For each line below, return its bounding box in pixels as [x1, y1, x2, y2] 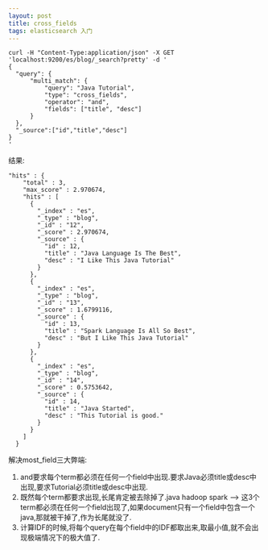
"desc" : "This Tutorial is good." [43, 412, 163, 420]
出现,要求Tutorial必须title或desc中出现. [19, 482, 149, 492]
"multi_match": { [29, 77, 89, 85]
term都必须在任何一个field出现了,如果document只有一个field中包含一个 [19, 502, 256, 512]
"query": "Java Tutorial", [43, 84, 135, 93]
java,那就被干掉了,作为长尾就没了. [19, 513, 132, 523]
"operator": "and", [43, 98, 110, 106]
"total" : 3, [23, 179, 67, 187]
